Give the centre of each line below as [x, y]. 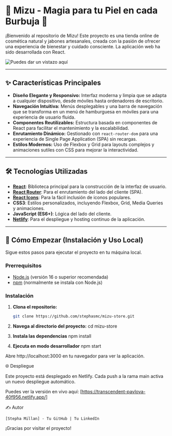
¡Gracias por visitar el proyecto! [38, 428]
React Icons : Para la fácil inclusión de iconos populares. [72, 197]
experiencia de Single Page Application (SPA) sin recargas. [75, 139]
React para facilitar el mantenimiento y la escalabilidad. [71, 128]
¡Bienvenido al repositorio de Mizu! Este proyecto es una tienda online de [82, 35]
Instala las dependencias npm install [52, 336]
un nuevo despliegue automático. [40, 382]
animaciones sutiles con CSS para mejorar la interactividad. [76, 150]
